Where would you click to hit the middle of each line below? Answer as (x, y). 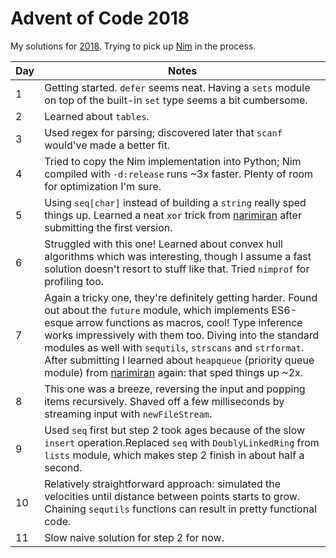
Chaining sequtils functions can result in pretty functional (180, 509)
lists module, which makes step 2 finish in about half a (174, 455)
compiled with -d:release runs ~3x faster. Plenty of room (179, 174)
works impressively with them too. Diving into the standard (182, 335)
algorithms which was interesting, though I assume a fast (178, 256)
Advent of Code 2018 (100, 18)
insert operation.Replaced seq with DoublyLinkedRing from (182, 442)
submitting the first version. (108, 227)
